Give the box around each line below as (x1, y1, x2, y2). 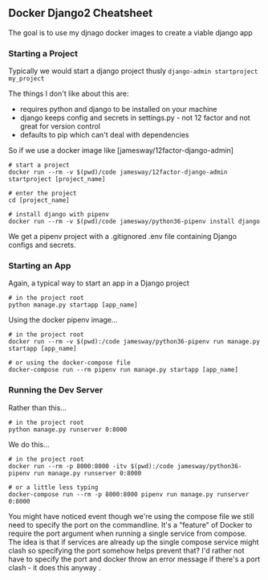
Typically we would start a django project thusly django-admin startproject (8, 66, 258, 76)
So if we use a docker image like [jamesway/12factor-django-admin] (8, 146, 234, 155)
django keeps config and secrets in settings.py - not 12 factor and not (19, 113, 250, 123)
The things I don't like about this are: (8, 88, 130, 99)
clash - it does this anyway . (8, 562, 101, 572)
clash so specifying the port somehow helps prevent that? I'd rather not (8, 545, 245, 555)
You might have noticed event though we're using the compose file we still (8, 511, 254, 521)
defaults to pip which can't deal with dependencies (19, 130, 189, 140)
